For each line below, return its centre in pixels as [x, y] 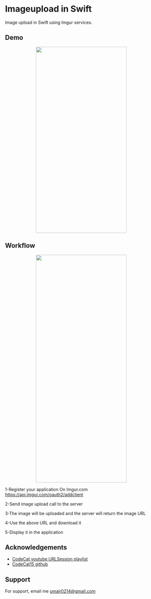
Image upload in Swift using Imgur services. [49, 22]
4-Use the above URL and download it [43, 523]
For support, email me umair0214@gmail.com [50, 591]
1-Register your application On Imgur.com [46, 489]
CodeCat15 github [30, 564]
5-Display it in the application [34, 532]
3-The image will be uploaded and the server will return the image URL [75, 513]
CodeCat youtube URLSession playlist [50, 559]
